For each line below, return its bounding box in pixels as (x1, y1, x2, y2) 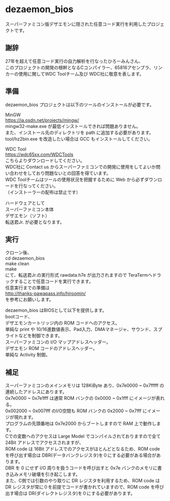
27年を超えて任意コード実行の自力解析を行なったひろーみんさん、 (5, 58, 143, 64)
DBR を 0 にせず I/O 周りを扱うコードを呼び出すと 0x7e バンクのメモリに (5, 465, 158, 471)
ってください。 (27, 183, 58, 189)
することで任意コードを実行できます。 (14, 278, 94, 285)
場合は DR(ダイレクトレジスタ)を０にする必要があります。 (14, 490, 136, 496)
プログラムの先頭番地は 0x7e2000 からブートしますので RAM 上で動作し (5, 420, 157, 427)
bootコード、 (5, 314, 33, 320)
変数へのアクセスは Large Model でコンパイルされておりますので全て (17, 433, 161, 440)
